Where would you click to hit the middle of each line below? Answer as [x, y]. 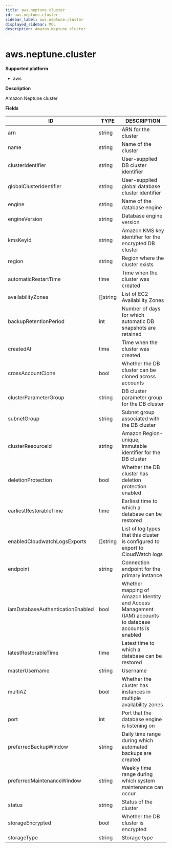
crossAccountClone [32, 373]
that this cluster [140, 535]
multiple [131, 698]
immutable [134, 446]
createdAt [20, 349]
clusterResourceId [30, 446]
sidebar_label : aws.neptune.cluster [44, 19]
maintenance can [142, 787]
